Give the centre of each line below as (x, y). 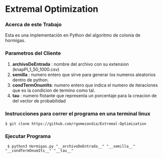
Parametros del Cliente (33, 53)
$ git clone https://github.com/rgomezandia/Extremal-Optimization (76, 124)
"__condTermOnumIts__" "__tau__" (39, 151)
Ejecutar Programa (28, 136)
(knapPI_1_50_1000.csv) (36, 69)
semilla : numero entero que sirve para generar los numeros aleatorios (84, 75)
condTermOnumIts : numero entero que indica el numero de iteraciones (85, 85)
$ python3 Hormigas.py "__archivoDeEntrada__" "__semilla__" (71, 147)
